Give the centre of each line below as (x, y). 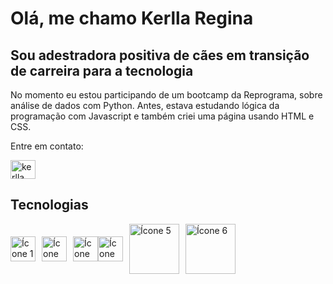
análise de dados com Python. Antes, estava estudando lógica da (145, 105)
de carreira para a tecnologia (102, 70)
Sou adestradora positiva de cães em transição (160, 55)
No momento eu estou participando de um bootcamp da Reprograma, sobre (166, 95)
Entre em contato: (47, 146)
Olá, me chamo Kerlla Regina (132, 18)
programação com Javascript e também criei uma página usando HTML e (162, 116)
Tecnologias (49, 205)
